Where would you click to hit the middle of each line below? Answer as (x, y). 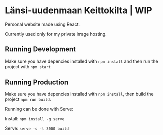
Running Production (37, 82)
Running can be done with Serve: (39, 109)
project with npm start (28, 66)
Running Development (41, 49)
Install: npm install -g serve (35, 118)
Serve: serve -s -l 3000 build (37, 128)
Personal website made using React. (42, 24)
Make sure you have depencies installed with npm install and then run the (81, 61)
